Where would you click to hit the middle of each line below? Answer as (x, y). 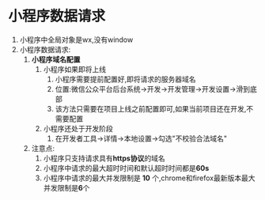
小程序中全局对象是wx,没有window (76, 40)
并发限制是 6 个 (66, 187)
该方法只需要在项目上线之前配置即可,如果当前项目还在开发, (151, 108)
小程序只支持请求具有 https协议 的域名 (104, 158)
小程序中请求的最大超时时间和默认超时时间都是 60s (126, 168)
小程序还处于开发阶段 (78, 128)
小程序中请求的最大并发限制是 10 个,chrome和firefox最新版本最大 (149, 178)
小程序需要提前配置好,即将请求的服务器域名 (125, 79)
